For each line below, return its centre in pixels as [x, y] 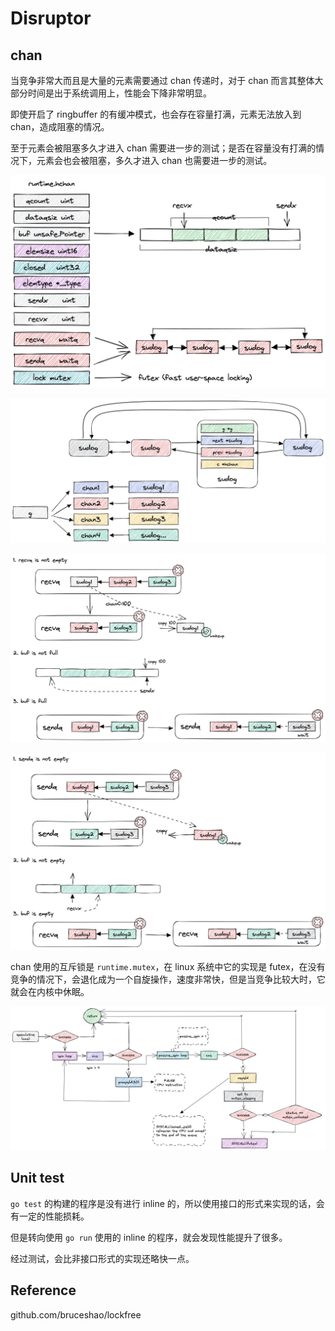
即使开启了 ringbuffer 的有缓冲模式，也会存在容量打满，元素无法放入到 [156, 114]
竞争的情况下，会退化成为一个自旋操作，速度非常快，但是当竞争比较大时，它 [168, 979]
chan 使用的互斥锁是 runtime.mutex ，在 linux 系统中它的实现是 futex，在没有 [168, 966]
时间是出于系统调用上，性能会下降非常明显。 [119, 93]
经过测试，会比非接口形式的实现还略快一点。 [102, 1258]
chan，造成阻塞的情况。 [60, 126]
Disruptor [51, 18]
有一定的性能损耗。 [50, 1216]
